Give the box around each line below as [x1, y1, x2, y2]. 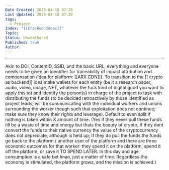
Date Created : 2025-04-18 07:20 [5, 7, 73, 13]
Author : [5, 45, 22, 50]
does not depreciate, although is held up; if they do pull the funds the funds [5, 132, 162, 138]
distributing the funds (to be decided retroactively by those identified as [5, 95, 154, 101]
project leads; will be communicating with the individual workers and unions [5, 100, 162, 106]
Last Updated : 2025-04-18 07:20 [5, 12, 73, 17]
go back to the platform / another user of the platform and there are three [5, 137, 157, 143]
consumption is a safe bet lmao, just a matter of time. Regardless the [5, 153, 147, 159]
